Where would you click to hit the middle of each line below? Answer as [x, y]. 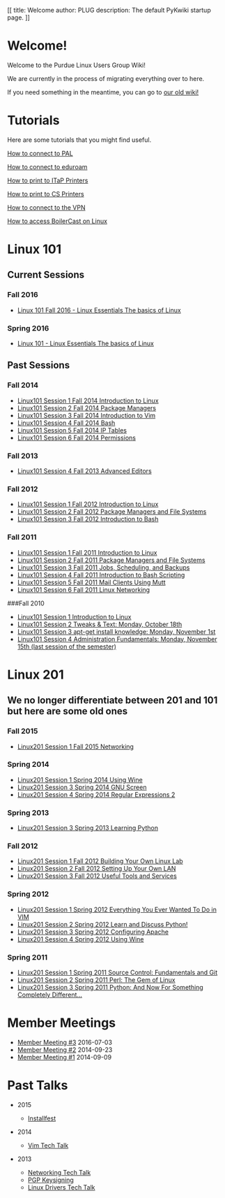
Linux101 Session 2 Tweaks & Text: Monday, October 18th [100, 624]
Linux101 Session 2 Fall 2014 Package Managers [87, 407]
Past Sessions [39, 365]
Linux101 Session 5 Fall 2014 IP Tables [72, 430]
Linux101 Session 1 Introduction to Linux [74, 616]
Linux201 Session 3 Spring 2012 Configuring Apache [93, 932]
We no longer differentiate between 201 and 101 [113, 701]
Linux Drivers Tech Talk [61, 1187]
